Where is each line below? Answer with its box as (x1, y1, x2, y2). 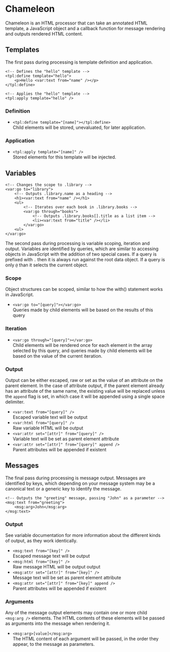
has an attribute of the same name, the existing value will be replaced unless (5, 388, 165, 394)
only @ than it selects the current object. (5, 262, 88, 268)
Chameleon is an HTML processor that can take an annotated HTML (5, 20, 148, 26)
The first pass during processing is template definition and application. (5, 59, 153, 65)
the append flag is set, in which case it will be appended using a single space (5, 393, 165, 400)
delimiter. (5, 399, 25, 405)
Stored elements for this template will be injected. (12, 154, 117, 160)
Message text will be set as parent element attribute (12, 575, 121, 581)
